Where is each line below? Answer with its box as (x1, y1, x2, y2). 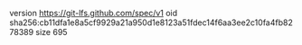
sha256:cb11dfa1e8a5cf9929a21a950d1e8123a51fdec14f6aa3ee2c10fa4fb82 (9, 17, 294, 28)
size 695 (35, 27, 68, 37)
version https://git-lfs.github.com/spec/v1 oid (9, 8, 178, 18)
